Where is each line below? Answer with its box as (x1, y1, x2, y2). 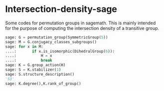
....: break (5, 58, 52, 63)
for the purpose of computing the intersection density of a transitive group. (5, 25, 160, 31)
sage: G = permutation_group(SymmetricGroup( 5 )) (5, 35, 108, 40)
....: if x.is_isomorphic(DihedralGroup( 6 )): (5, 49, 115, 54)
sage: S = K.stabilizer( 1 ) (5, 67, 61, 73)
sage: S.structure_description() (5, 72, 75, 77)
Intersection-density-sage (5, 3, 117, 15)
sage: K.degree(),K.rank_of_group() (5, 81, 81, 86)
